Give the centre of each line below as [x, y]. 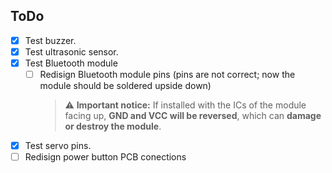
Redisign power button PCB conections [105, 157]
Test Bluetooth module [71, 63]
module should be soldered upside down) [125, 86]
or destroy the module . [113, 126]
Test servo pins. [58, 146]
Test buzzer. [50, 40]
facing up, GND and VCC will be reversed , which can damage [193, 116]
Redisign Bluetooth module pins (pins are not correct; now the [167, 74]
